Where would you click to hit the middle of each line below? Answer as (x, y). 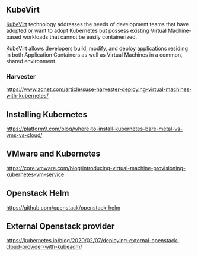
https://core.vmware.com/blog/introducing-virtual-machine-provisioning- (96, 168)
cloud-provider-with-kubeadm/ (44, 247)
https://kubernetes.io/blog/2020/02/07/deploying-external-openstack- (93, 241)
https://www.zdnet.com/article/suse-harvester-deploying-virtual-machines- (99, 89)
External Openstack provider (60, 226)
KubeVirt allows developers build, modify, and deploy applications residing (97, 48)
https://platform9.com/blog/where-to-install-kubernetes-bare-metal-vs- (94, 129)
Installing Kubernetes (47, 115)
